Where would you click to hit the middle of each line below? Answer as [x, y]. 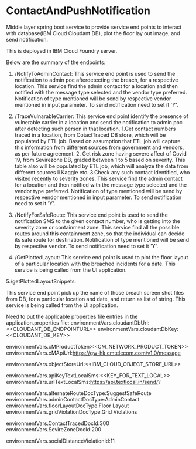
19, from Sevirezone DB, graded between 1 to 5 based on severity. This [100, 160]
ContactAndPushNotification [78, 11]
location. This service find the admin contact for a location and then [96, 86]
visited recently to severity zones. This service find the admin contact [99, 178]
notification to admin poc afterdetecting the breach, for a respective [96, 80]
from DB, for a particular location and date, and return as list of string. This [96, 299]
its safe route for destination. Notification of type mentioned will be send [102, 239]
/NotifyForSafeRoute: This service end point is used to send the [91, 215]
